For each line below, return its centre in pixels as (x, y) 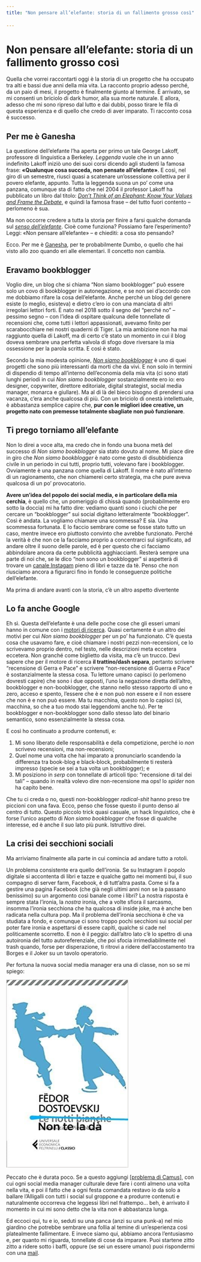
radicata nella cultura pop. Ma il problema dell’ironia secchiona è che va (95, 914)
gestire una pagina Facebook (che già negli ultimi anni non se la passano (96, 889)
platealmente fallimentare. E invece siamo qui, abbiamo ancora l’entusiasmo (100, 1233)
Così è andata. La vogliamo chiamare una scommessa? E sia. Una (87, 520)
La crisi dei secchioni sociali (60, 844)
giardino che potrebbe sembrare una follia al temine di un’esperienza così (97, 1227)
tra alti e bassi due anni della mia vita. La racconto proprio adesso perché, (97, 86)
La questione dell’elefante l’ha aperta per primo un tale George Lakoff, (92, 151)
